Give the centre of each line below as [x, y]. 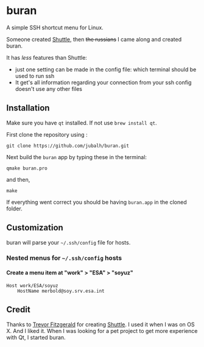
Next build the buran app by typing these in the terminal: [77, 157]
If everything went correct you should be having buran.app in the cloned [97, 202]
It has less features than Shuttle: [47, 57]
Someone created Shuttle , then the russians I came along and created [94, 39]
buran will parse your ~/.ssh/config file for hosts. [69, 242]
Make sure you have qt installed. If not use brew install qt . [82, 123]
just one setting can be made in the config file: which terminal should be [106, 69]
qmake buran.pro [27, 168]
